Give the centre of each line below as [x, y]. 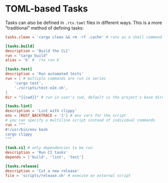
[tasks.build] [20, 46]
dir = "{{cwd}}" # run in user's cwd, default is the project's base [79, 97]
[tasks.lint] [19, 106]
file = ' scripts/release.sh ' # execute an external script [68, 175]
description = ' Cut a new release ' [42, 171]
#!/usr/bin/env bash [27, 129]
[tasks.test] [19, 69]
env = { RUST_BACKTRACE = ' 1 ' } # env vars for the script [66, 116]
